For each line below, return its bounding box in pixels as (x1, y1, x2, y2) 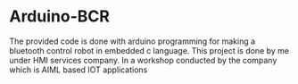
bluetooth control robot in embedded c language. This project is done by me (9, 45, 290, 55)
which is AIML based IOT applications (9, 64, 148, 75)
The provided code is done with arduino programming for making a (9, 36, 256, 46)
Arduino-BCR (9, 6, 110, 27)
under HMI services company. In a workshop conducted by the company (9, 55, 277, 65)
